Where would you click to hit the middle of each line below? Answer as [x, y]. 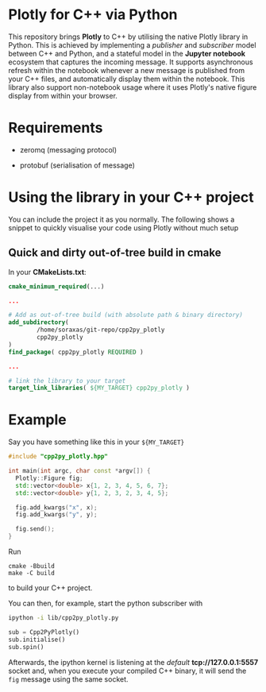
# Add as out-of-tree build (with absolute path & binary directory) [126, 315]
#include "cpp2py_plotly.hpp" [58, 457]
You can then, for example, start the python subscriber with [106, 603]
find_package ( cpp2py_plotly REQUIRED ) [76, 352]
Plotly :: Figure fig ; [49, 478]
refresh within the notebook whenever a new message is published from [126, 70]
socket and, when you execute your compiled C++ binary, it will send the [127, 671]
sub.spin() [26, 647]
